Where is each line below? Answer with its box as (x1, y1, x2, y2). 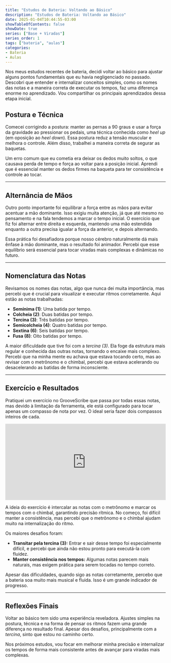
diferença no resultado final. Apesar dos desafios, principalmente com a (5, 626, 157, 632)
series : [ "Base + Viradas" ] (5, 31, 65, 36)
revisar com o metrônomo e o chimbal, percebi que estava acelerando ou (5, 359, 159, 365)
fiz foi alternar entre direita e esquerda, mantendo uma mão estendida (5, 221, 152, 227)
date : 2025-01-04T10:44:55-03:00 (5, 17, 76, 22)
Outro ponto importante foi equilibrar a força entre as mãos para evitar (5, 204, 153, 210)
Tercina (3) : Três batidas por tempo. (12, 316, 89, 323)
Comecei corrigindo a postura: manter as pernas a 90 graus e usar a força (5, 124, 161, 130)
